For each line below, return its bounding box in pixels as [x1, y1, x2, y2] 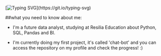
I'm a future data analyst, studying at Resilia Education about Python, [12, 24, 157, 30]
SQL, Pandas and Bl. [12, 30, 56, 35]
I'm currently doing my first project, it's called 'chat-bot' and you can [12, 39, 156, 45]
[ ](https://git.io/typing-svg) [5, 5, 91, 11]
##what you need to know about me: [5, 15, 82, 20]
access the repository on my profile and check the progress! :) [12, 45, 143, 50]
